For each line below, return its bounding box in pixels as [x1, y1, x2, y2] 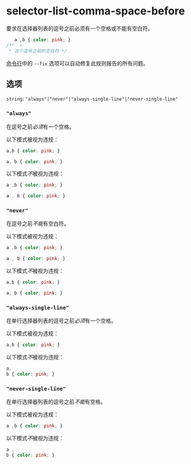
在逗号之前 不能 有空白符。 [6, 220, 69, 227]
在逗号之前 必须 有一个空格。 [6, 123, 75, 130]
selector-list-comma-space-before [6, 4, 186, 18]
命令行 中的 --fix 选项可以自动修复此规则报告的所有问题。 [6, 59, 148, 67]
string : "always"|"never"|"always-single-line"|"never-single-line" [6, 95, 178, 103]
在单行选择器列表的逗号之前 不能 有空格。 [6, 398, 106, 406]
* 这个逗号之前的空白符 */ [8, 48, 67, 54]
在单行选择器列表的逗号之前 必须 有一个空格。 [6, 317, 117, 325]
